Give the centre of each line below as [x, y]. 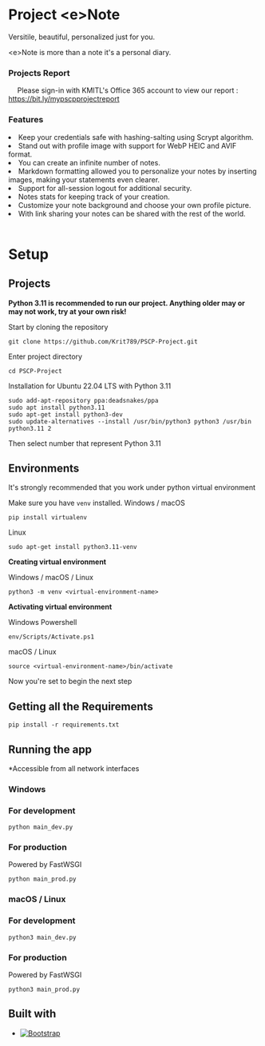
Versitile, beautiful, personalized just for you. [82, 37]
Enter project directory [45, 356]
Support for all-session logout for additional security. [105, 188]
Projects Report [39, 73]
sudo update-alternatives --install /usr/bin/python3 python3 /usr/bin [130, 421]
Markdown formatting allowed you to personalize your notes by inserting [138, 171]
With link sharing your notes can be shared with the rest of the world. [132, 213]
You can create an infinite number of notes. [90, 162]
